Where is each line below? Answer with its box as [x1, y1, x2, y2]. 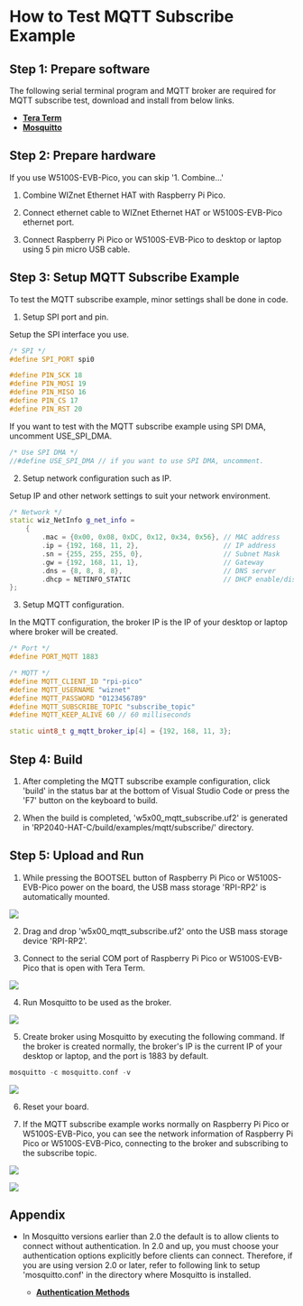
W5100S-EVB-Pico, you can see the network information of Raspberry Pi [22, 1128, 294, 1139]
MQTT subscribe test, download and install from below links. [9, 95, 234, 106]
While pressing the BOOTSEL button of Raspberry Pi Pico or [22, 872, 245, 883]
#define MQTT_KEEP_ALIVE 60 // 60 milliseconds [9, 710, 192, 719]
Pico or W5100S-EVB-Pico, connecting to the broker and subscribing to [22, 1137, 289, 1148]
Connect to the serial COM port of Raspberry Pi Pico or [22, 952, 227, 963]
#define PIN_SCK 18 [9, 371, 83, 380]
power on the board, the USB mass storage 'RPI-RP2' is [60, 882, 267, 893]
